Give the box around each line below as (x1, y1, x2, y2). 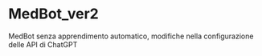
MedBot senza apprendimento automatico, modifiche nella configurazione (8, 31, 254, 41)
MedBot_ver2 (8, 5, 99, 23)
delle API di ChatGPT (8, 39, 78, 49)
